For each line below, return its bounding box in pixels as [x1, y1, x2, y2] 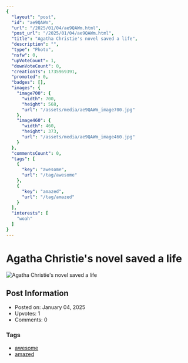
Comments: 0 [14, 316, 48, 323]
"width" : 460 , [21, 123, 57, 129]
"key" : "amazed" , [21, 188, 65, 194]
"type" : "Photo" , [11, 47, 54, 53]
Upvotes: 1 [14, 310, 41, 317]
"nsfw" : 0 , [11, 52, 38, 58]
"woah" [16, 216, 33, 222]
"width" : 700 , [21, 96, 57, 101]
